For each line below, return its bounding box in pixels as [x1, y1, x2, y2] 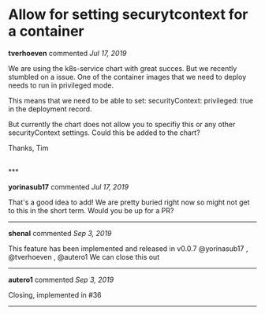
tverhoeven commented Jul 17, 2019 [8, 48, 128, 58]
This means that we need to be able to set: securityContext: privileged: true [8, 96, 254, 105]
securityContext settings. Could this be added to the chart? [8, 128, 201, 137]
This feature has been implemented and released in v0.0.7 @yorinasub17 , [8, 243, 248, 253]
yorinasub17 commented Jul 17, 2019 [8, 182, 129, 191]
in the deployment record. [8, 104, 92, 114]
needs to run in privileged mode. [8, 81, 114, 90]
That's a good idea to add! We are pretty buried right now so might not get [8, 197, 250, 207]
